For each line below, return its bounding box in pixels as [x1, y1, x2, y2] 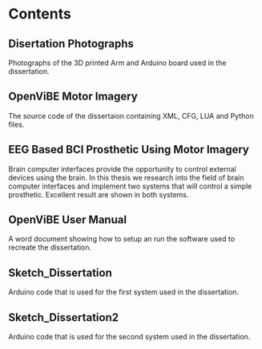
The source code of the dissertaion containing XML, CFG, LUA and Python [8, 111, 254, 120]
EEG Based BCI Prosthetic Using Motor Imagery [8, 143, 250, 156]
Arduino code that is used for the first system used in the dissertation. [8, 287, 239, 297]
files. [8, 120, 25, 129]
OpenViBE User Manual [8, 213, 127, 227]
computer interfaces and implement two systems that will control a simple [8, 181, 252, 191]
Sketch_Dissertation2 [8, 310, 119, 324]
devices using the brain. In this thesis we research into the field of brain [8, 172, 244, 182]
